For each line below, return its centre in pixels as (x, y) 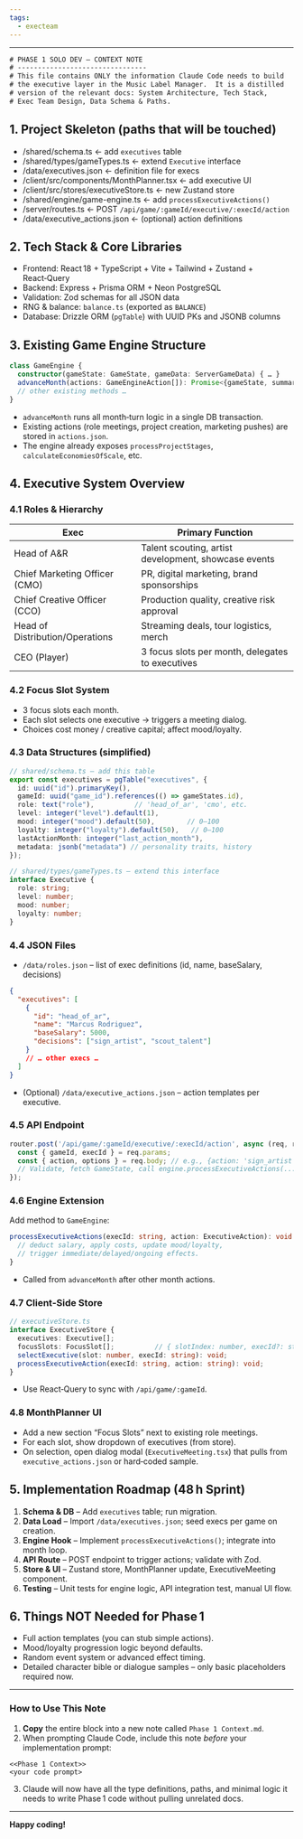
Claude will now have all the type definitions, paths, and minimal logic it (155, 1788)
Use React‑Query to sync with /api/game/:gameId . (115, 1389)
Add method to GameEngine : (60, 1220)
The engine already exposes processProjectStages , (118, 446)
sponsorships (170, 586)
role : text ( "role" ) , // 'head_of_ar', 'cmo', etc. (133, 805)
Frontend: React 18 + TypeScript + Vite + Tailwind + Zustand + (138, 268)
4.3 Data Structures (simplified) (80, 753)
